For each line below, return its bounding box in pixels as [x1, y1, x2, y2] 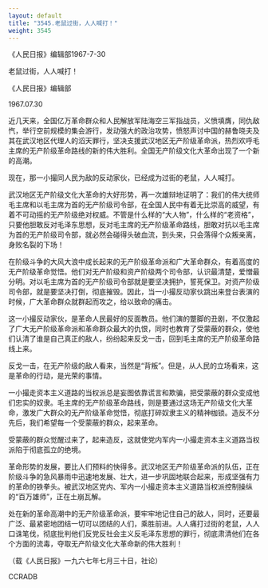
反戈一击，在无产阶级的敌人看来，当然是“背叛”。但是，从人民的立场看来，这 [8, 361, 259, 370]
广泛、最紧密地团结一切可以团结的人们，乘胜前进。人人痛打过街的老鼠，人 [8, 519, 253, 529]
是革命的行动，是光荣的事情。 [8, 371, 106, 381]
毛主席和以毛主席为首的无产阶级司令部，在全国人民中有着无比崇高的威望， [8, 200, 253, 210]
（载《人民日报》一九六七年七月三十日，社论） [8, 556, 162, 566]
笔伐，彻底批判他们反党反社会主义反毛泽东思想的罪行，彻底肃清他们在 [22, 529, 253, 538]
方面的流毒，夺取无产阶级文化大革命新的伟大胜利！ [14, 539, 183, 549]
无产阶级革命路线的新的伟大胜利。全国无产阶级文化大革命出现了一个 [29, 146, 253, 156]
